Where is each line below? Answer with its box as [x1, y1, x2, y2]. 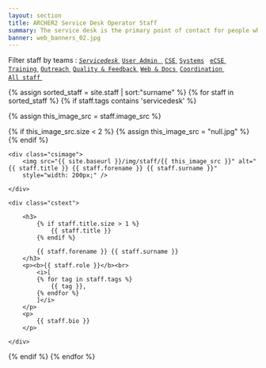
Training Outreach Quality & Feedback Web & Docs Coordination [8, 65, 223, 74]
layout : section [8, 11, 62, 20]
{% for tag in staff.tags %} [36, 275, 133, 284]
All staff [8, 74, 41, 82]
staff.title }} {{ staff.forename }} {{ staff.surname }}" [18, 164, 218, 173]
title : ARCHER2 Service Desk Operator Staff [8, 19, 158, 27]
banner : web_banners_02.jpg [8, 33, 101, 42]
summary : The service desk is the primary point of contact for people [8, 26, 249, 34]
